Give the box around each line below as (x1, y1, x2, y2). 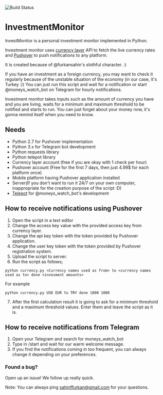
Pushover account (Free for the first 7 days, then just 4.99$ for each (12, 164, 149, 170)
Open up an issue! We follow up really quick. (5, 375, 94, 380)
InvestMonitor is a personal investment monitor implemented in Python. (5, 37, 148, 43)
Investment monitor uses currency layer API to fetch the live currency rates (5, 47, 156, 53)
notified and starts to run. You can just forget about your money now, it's (5, 106, 150, 112)
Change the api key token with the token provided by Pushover (12, 233, 139, 238)
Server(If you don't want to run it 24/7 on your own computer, (12, 180, 136, 186)
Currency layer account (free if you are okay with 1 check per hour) (12, 159, 147, 165)
